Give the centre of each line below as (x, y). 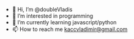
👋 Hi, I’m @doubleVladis (42, 9)
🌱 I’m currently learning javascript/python (64, 22)
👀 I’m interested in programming (53, 16)
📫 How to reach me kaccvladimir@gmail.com (70, 29)
